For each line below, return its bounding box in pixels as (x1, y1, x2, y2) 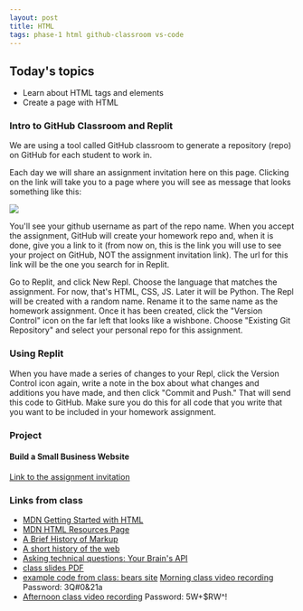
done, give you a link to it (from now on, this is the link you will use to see (9, 240, 282, 251)
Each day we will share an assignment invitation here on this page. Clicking (9, 167, 289, 178)
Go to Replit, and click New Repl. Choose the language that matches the (9, 277, 278, 287)
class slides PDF (22, 562, 84, 574)
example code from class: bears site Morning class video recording (22, 572, 274, 583)
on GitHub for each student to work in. (9, 150, 152, 161)
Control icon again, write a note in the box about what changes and (9, 377, 260, 389)
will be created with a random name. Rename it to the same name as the (9, 296, 279, 307)
